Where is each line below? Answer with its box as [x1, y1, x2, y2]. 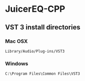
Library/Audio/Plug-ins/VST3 [5, 49, 65, 54]
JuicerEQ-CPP [5, 3, 65, 15]
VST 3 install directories [5, 23, 81, 31]
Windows [5, 60, 28, 67]
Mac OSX [5, 38, 28, 45]
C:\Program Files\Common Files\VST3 [5, 71, 80, 77]
